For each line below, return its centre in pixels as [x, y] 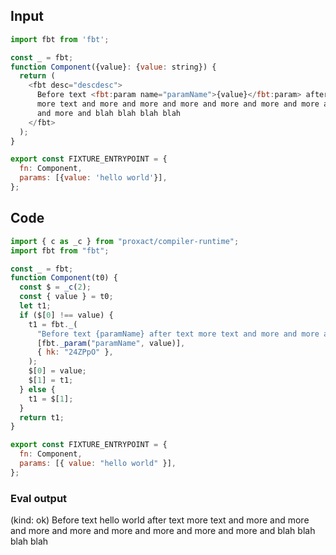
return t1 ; [42, 417]
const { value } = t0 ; [66, 297]
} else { [37, 389]
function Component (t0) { [64, 278]
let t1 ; [35, 306]
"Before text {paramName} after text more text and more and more [178, 334]
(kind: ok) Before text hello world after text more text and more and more [160, 520]
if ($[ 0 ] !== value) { [66, 315]
